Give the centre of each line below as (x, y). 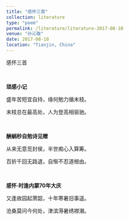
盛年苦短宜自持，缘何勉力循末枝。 (48, 99)
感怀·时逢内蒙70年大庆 (34, 186)
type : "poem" (22, 23)
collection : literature (36, 17)
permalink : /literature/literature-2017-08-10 (65, 28)
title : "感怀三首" (27, 12)
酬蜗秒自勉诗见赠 (27, 136)
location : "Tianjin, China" (41, 45)
